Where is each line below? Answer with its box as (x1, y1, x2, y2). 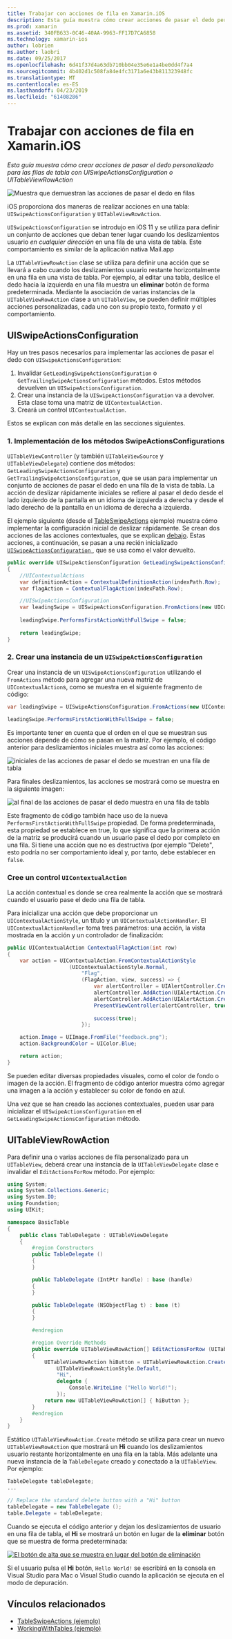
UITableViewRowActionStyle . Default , (56, 1365, 162, 1372)
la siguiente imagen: (7, 785, 64, 793)
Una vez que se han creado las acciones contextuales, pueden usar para (7, 1100, 215, 1108)
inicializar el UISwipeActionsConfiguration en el (7, 1106, 142, 1115)
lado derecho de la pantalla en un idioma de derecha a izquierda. (7, 504, 192, 512)
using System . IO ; (7, 1194, 57, 1200)
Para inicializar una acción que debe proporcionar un (7, 909, 157, 917)
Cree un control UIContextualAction (7, 872, 128, 882)
